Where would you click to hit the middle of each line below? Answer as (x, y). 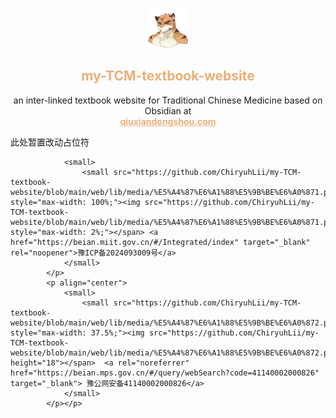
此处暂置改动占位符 (50, 142)
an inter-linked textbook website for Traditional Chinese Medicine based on (168, 100)
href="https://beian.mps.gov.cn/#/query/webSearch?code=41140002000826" (165, 373)
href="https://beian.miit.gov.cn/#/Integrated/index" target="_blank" (160, 242)
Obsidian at (168, 110)
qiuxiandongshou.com (168, 121)
